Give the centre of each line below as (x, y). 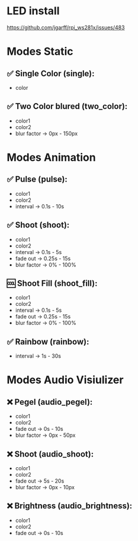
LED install (33, 11)
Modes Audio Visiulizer (65, 380)
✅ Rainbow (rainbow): (48, 341)
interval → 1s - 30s (38, 356)
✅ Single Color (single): (51, 74)
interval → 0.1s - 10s (40, 206)
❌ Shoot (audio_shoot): (50, 454)
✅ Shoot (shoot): (38, 225)
